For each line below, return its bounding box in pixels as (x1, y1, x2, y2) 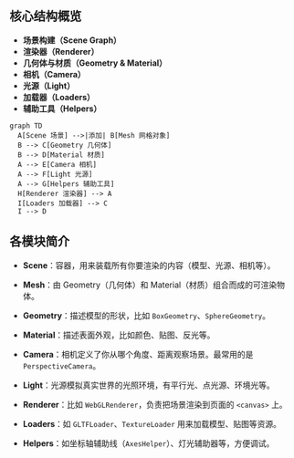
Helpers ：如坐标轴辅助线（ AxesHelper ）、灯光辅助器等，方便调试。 (22, 437, 275, 449)
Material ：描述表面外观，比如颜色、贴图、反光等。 (22, 329, 215, 340)
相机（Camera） (22, 68, 87, 79)
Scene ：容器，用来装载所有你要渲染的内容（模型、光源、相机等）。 (22, 259, 276, 271)
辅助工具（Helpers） (22, 103, 102, 114)
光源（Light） (22, 80, 76, 91)
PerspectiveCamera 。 (22, 359, 101, 371)
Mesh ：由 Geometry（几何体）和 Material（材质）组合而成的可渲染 (22, 279, 278, 290)
